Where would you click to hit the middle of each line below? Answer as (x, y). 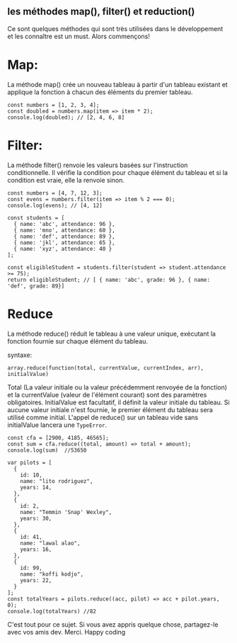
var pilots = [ (30, 462)
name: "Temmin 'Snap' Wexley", (66, 512)
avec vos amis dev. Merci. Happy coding (67, 632)
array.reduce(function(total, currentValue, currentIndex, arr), (105, 368)
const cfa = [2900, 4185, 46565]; (58, 438)
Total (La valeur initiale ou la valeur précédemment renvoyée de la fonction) (117, 387)
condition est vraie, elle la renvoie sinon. (66, 180)
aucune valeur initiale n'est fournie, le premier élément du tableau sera (110, 409)
